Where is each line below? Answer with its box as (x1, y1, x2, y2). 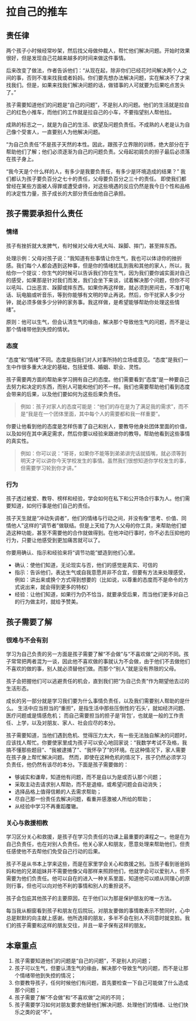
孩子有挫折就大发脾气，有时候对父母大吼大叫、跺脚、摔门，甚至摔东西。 (6, 242, 180, 249)
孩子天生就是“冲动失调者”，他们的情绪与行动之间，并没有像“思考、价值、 (6, 515, 182, 522)
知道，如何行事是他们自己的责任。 (10, 502, 93, 510)
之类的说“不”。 (19, 1009, 55, 1016)
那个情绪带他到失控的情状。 (6, 326, 73, 333)
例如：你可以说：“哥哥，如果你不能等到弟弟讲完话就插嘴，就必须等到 (20, 449, 187, 457)
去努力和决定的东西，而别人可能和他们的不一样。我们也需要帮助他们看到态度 (6, 383, 190, 390)
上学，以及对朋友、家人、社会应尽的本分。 (16, 719, 118, 726)
